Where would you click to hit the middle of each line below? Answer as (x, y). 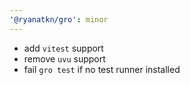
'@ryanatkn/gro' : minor (59, 19)
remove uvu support (64, 58)
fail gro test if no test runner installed (102, 69)
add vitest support (63, 48)
